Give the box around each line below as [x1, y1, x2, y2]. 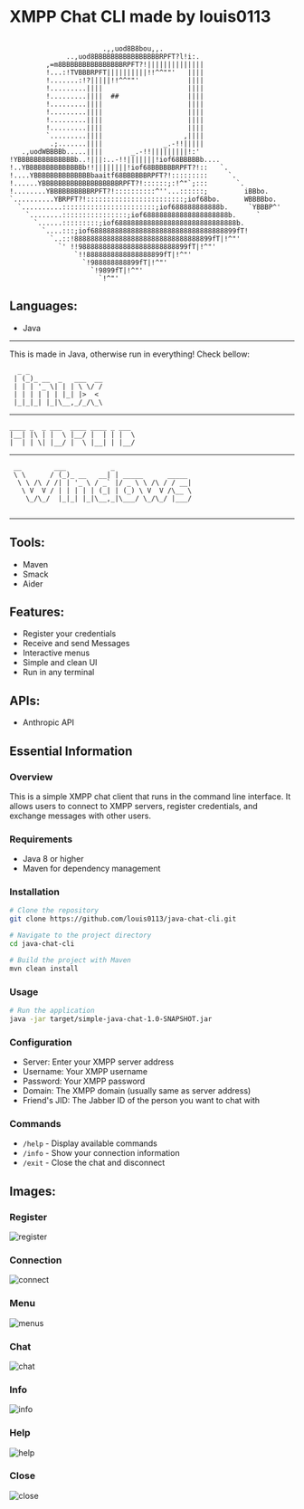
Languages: [9, 299, 79, 314]
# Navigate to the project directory [9, 931, 152, 941]
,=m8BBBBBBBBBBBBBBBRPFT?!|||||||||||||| [45, 60, 204, 69]
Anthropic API [22, 717, 75, 728]
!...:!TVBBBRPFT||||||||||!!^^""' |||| [45, 68, 204, 77]
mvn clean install [9, 964, 79, 973]
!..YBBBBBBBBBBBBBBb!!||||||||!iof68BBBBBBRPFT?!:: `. [9, 163, 229, 172]
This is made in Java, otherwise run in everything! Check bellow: [9, 349, 251, 359]
